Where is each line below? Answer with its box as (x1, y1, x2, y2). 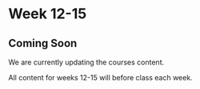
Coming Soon (8, 37, 78, 50)
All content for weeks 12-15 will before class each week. (8, 73, 194, 82)
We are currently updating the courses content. (8, 57, 165, 67)
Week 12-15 (8, 5, 87, 23)
